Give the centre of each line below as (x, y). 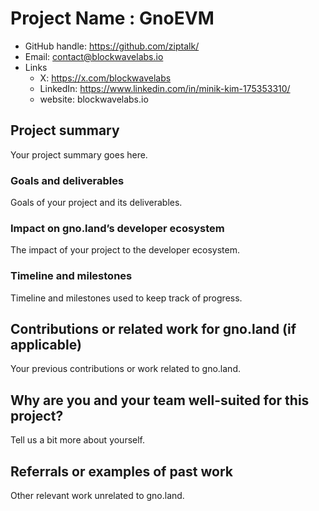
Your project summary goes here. (79, 154)
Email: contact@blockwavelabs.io (94, 56)
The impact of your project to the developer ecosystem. (125, 250)
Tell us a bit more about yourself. (78, 440)
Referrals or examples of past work (121, 471)
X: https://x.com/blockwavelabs (105, 78)
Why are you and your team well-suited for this (160, 400)
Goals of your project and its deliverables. (96, 203)
